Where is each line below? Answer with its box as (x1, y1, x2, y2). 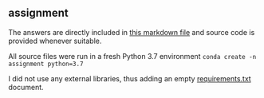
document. (8, 82, 44, 92)
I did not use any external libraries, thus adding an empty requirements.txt (8, 73, 251, 83)
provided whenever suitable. (8, 36, 102, 45)
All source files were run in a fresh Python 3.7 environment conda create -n (8, 51, 257, 61)
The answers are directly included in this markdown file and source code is (8, 27, 255, 37)
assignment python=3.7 (8, 60, 84, 68)
